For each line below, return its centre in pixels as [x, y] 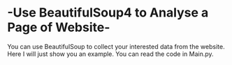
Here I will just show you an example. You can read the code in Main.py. [111, 54]
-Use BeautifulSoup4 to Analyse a [108, 13]
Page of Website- [59, 27]
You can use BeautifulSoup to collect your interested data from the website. [116, 46]
